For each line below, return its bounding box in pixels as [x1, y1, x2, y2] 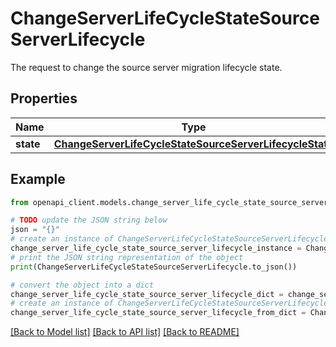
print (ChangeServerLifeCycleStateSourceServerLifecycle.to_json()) [10, 262, 298, 272]
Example [10, 171, 66, 188]
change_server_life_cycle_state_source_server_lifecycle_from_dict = [10, 308, 307, 318]
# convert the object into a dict [10, 280, 155, 290]
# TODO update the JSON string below [10, 215, 168, 226]
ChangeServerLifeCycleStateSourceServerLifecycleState [53, 137, 334, 151]
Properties [10, 90, 78, 107]
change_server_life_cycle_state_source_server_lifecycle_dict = [10, 289, 284, 299]
